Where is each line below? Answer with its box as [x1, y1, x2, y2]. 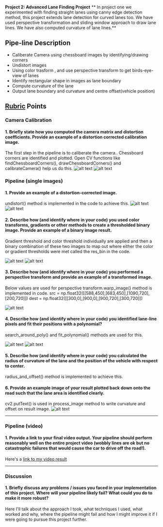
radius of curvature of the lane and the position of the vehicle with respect [5, 358, 158, 363]
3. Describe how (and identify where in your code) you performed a [5, 269, 144, 275]
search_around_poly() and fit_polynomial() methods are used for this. [5, 332, 143, 338]
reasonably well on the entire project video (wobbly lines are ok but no [5, 440, 149, 446]
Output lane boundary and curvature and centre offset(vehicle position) [12, 88, 155, 94]
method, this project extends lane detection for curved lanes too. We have [5, 15, 153, 20]
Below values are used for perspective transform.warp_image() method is [5, 285, 152, 291]
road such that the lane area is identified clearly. [5, 390, 105, 396]
